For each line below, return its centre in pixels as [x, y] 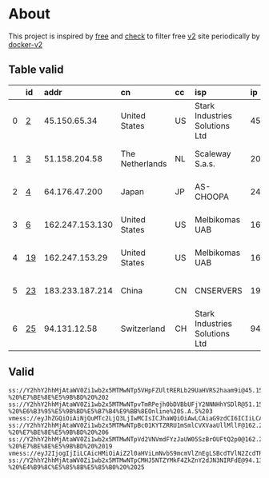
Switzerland [143, 329]
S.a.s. [205, 163]
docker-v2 [26, 44]
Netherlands [144, 163]
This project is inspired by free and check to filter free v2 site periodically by [134, 36]
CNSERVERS [219, 290]
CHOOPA [212, 197]
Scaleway [213, 153]
